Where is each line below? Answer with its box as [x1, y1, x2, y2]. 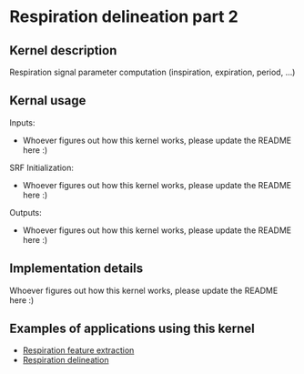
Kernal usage [9, 93, 86, 108]
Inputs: [9, 116, 35, 128]
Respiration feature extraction [22, 345, 135, 356]
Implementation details [9, 261, 144, 277]
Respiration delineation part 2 [9, 6, 238, 27]
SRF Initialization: [9, 162, 75, 173]
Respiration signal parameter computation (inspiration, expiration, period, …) [9, 66, 296, 77]
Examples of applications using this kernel [9, 321, 255, 337]
